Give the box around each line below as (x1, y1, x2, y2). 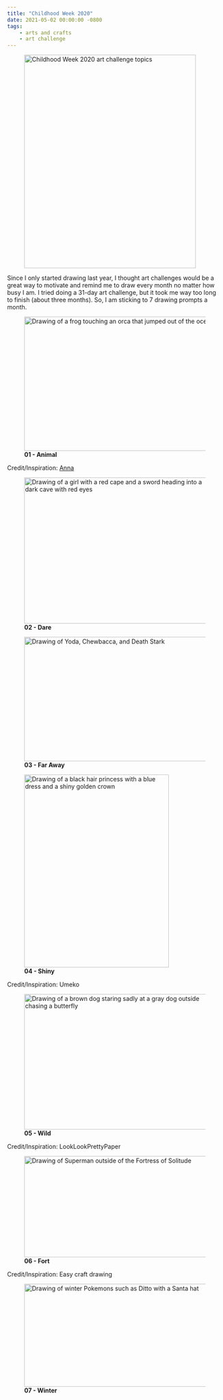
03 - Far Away (24, 761, 65, 769)
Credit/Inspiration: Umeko (7, 980, 80, 988)
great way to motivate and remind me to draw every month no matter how (7, 281, 215, 289)
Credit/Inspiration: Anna (7, 464, 75, 472)
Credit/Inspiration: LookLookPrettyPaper (7, 1143, 121, 1151)
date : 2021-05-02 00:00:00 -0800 (7, 16, 103, 23)
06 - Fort (24, 1257, 50, 1266)
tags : (7, 23, 23, 29)
